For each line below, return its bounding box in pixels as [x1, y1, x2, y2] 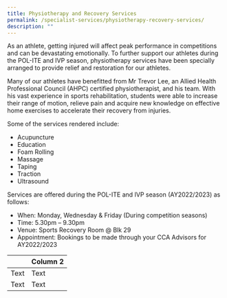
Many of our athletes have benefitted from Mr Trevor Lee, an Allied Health [7, 77, 217, 86]
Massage [17, 155, 43, 163]
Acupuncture [17, 133, 54, 141]
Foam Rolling [17, 148, 54, 156]
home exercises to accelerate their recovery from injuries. [7, 106, 171, 115]
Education [17, 141, 46, 149]
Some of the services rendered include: [7, 120, 120, 128]
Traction [17, 170, 41, 178]
